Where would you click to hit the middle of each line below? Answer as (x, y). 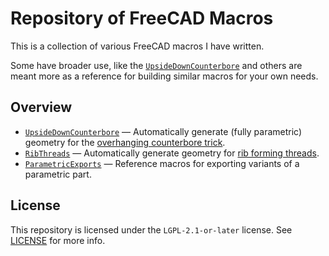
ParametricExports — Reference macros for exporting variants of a (162, 163)
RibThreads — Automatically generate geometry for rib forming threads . (172, 153)
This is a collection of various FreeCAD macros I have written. (137, 46)
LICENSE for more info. (58, 240)
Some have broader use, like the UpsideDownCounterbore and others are (156, 65)
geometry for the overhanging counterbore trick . (125, 142)
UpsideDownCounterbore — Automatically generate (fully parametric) (163, 131)
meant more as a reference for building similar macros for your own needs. (164, 76)
